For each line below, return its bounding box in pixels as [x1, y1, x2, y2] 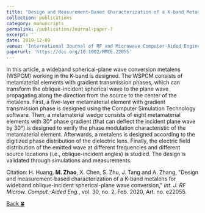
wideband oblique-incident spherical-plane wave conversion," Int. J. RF [6, 181, 186, 189]
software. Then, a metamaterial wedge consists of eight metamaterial [6, 111, 181, 118]
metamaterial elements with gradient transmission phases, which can [6, 78, 181, 86]
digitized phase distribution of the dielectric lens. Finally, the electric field [6, 137, 190, 144]
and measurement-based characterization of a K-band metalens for [6, 175, 176, 182]
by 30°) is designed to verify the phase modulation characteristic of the [6, 124, 186, 132]
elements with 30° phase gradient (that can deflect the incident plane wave [6, 118, 196, 125]
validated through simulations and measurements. [6, 157, 132, 164]
